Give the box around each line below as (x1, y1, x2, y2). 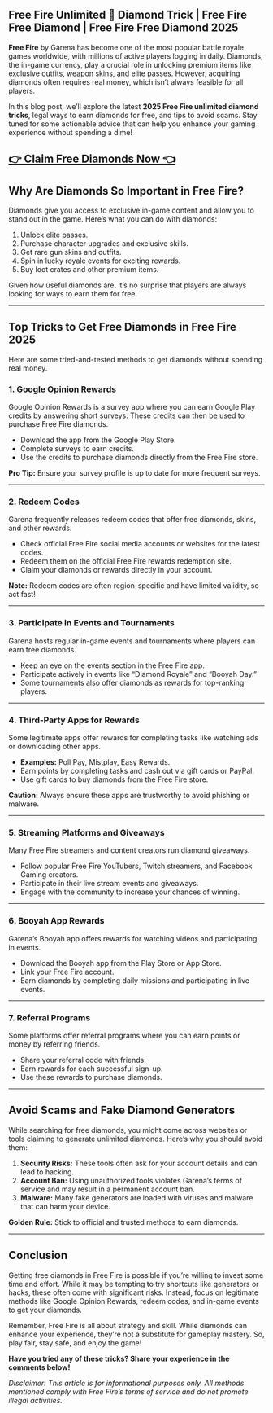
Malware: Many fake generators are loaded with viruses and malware (19, 1192, 253, 1202)
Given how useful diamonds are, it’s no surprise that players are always (8, 280, 247, 290)
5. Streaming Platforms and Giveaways (8, 827, 165, 838)
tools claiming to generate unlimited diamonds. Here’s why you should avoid (8, 1134, 263, 1143)
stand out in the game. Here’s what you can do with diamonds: (8, 214, 218, 224)
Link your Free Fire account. (19, 967, 115, 976)
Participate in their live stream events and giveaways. (19, 879, 199, 889)
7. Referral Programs (8, 1011, 91, 1023)
